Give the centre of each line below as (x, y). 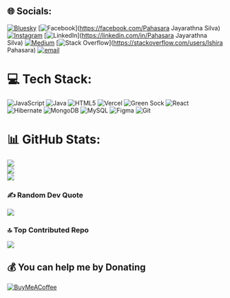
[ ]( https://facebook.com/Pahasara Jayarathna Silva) (129, 28)
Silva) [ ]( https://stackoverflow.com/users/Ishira (115, 42)
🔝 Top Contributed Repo (48, 230)
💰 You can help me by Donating (76, 267)
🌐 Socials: (30, 11)
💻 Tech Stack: (50, 79)
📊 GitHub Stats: (54, 139)
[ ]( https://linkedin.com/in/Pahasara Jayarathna (126, 35)
